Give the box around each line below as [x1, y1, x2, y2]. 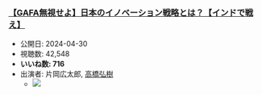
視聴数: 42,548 [19, 49, 70, 59]
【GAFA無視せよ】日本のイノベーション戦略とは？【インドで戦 [8, 6, 254, 18]
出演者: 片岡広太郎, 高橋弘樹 [19, 69, 114, 79]
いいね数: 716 [19, 59, 65, 69]
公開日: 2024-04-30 [19, 39, 88, 49]
